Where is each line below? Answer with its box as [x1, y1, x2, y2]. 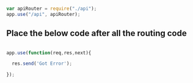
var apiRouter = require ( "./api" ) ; [6, 5, 97, 12]
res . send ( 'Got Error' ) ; [12, 60, 72, 67]
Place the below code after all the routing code [6, 28, 188, 38]
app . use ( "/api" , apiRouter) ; [6, 11, 81, 17]
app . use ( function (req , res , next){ [6, 49, 92, 56]
